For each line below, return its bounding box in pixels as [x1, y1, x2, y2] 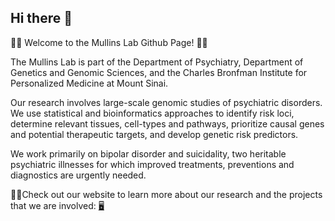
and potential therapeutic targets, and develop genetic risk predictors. [10, 128, 299, 140]
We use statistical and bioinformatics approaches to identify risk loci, [10, 107, 295, 119]
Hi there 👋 [10, 10, 73, 27]
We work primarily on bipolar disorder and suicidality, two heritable [10, 147, 287, 160]
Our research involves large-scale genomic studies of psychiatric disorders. [10, 96, 323, 108]
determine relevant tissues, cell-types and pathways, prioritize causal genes [10, 117, 325, 130]
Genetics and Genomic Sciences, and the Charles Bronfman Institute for [10, 66, 308, 78]
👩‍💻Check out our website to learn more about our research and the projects [10, 188, 323, 200]
